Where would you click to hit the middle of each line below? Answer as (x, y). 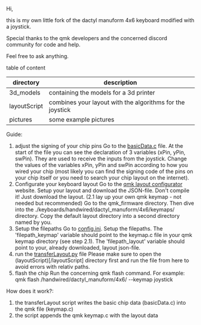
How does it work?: (30, 291)
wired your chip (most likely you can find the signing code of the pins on (104, 171)
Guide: (14, 134)
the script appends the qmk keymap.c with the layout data (86, 315)
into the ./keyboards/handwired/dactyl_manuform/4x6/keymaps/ (95, 209)
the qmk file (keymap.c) (44, 309)
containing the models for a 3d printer (102, 92)
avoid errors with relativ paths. (52, 267)
